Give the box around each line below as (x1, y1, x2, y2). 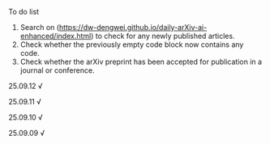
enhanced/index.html (19, 32, 92, 40)
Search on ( (19, 23, 59, 32)
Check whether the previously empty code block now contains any (19, 40, 244, 49)
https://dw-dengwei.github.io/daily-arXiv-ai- (58, 23, 208, 32)
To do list (8, 7, 39, 16)
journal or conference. (19, 66, 95, 75)
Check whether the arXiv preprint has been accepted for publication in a (19, 57, 262, 66)
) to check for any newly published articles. (90, 32, 235, 40)
